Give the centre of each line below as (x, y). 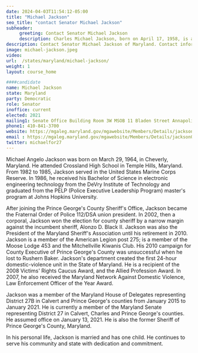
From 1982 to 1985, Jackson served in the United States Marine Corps (91, 172)
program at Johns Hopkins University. (52, 197)
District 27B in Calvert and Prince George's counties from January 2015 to (96, 301)
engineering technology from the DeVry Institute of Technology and (88, 184)
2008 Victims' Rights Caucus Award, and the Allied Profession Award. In (94, 271)
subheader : (19, 28)
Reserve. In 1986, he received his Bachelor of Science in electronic (87, 178)
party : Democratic (29, 99)
